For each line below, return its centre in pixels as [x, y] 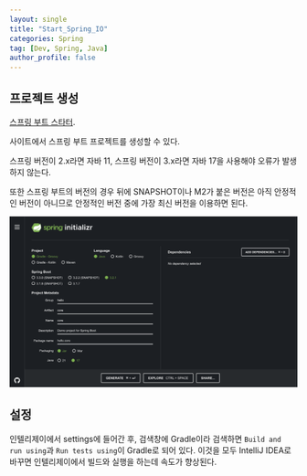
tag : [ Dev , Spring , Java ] [58, 48]
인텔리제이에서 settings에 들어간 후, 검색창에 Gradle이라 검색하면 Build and [145, 439]
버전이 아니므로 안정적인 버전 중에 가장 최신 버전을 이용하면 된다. [133, 203]
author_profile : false [53, 58]
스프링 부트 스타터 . [42, 122]
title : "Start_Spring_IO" [58, 29]
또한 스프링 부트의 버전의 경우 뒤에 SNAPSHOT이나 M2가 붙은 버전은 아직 [141, 191]
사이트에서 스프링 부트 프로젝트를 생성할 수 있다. [95, 141]
